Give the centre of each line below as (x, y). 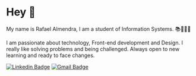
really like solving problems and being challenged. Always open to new (93, 49)
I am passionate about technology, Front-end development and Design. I (94, 42)
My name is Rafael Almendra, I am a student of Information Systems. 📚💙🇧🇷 (99, 28)
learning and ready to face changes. (50, 55)
